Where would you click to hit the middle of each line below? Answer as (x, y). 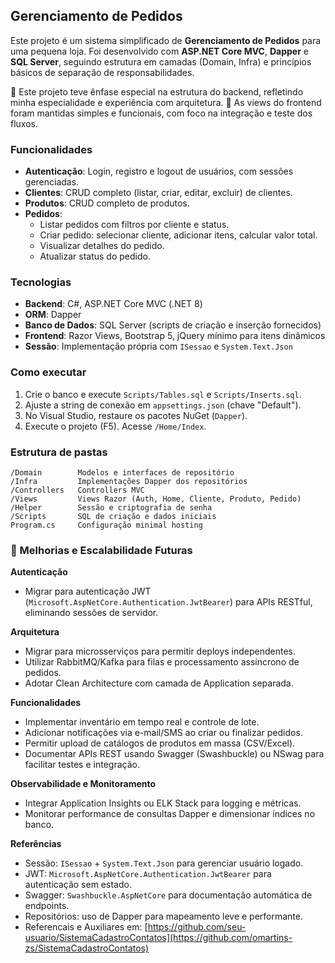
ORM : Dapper (53, 315)
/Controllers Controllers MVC (77, 490)
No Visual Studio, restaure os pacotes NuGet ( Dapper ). (136, 415)
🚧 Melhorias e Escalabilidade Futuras (101, 550)
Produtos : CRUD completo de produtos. (107, 203)
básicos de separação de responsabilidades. (102, 72)
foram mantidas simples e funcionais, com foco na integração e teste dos (161, 113)
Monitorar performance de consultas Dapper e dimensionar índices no (170, 814)
